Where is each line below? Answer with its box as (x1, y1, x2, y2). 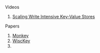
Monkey (12, 33, 29, 38)
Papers (5, 23, 20, 29)
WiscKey (12, 38, 31, 44)
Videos (5, 4, 20, 10)
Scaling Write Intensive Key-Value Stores (12, 14, 95, 19)
